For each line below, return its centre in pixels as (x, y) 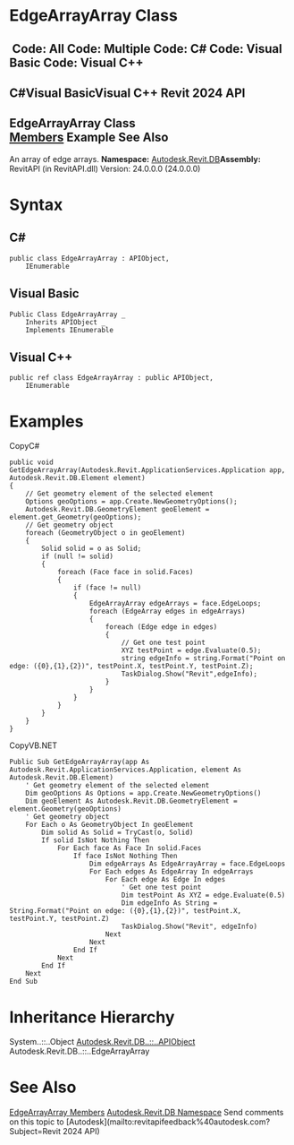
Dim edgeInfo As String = (169, 903)
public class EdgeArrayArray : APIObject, (89, 258)
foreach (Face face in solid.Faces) (125, 572)
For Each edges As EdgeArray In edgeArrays (171, 872)
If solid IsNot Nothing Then (96, 840)
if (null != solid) (78, 556)
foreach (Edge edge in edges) (161, 627)
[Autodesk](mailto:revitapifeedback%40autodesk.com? (168, 1122)
